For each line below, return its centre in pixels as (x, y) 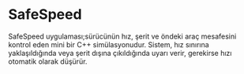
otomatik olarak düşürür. (48, 61)
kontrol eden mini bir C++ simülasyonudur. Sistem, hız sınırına (109, 44)
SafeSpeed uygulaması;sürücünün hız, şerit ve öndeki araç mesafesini (122, 36)
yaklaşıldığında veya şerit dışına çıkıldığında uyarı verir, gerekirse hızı (120, 53)
